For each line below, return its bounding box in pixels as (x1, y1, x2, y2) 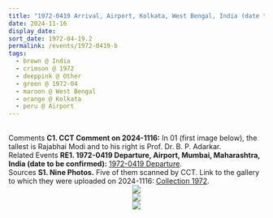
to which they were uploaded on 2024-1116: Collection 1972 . (8, 176, 210, 186)
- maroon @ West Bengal (15, 87, 96, 96)
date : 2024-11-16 (8, 19, 67, 28)
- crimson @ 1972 (15, 65, 75, 73)
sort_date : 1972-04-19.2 (8, 34, 93, 43)
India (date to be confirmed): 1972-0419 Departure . (8, 159, 183, 169)
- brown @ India (15, 58, 71, 66)
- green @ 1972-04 (15, 79, 79, 88)
